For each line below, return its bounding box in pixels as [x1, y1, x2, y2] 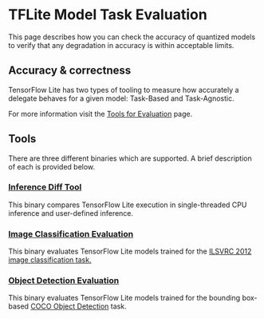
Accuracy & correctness [8, 64, 132, 78]
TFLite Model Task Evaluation [8, 6, 207, 24]
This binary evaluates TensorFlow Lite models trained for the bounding [8, 293, 241, 303]
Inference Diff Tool [8, 181, 82, 193]
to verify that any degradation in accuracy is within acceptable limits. [8, 40, 234, 50]
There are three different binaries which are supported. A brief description [8, 154, 253, 163]
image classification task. [8, 255, 92, 265]
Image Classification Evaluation [8, 228, 134, 239]
